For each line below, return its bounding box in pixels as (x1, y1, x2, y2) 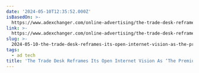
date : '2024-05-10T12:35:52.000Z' (6, 8, 92, 15)
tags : (6, 47, 20, 53)
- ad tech (11, 52, 36, 58)
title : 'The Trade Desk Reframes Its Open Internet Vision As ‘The (6, 58, 176, 64)
